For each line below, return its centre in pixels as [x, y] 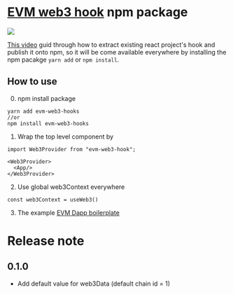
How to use [32, 82]
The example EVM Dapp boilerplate [69, 212]
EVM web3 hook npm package [98, 12]
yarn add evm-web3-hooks [43, 111]
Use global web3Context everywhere [71, 187]
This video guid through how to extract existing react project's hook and [111, 44]
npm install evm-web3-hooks [48, 123]
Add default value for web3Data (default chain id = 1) [93, 283]
